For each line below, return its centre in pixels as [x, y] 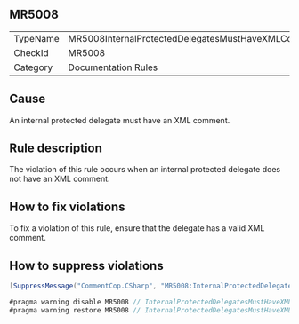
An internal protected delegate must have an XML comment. [120, 120]
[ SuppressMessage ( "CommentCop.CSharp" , [83, 286]
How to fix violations [67, 206]
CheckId [31, 52]
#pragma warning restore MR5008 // [75, 310]
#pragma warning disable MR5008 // [75, 302]
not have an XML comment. [60, 179]
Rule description [56, 149]
